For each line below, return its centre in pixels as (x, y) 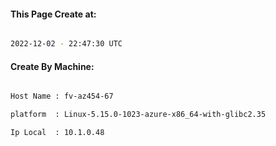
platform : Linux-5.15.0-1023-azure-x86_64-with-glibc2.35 (138, 115)
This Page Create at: (53, 14)
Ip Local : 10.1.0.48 (57, 133)
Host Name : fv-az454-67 (62, 96)
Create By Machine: (52, 66)
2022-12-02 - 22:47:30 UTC (66, 44)
